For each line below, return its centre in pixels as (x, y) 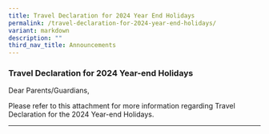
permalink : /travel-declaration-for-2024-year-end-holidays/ (112, 23)
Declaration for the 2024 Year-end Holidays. (81, 114)
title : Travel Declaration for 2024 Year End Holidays (102, 16)
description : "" (35, 38)
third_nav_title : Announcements (62, 45)
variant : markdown (39, 30)
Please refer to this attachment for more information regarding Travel (122, 106)
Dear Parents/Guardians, (49, 91)
